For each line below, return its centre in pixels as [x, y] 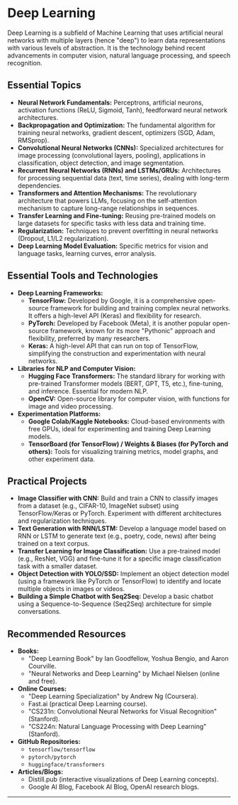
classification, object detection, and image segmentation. [101, 163]
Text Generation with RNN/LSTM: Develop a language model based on [122, 529]
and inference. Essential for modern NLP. [88, 391]
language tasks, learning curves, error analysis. [87, 253]
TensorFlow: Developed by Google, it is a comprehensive [112, 301]
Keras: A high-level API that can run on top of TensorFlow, [113, 345]
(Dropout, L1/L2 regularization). [63, 238]
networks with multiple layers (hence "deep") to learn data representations [116, 40]
